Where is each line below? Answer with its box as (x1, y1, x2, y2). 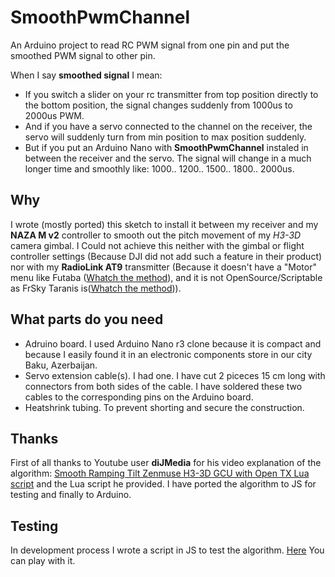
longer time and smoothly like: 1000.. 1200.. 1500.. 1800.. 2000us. (24, 162, 295, 175)
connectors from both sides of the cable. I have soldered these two (24, 380, 303, 392)
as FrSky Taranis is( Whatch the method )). (10, 282, 182, 294)
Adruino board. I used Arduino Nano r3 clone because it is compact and (24, 337, 322, 350)
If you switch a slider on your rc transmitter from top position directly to (24, 88, 319, 100)
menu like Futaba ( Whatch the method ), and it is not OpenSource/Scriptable (10, 271, 323, 283)
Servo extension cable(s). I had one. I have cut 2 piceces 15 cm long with (24, 369, 326, 381)
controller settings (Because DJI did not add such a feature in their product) (10, 250, 323, 262)
